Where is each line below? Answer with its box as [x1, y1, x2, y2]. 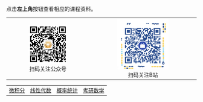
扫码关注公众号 [29, 65, 66, 72]
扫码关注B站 [127, 71, 158, 78]
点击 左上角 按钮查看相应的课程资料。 [6, 5, 97, 12]
